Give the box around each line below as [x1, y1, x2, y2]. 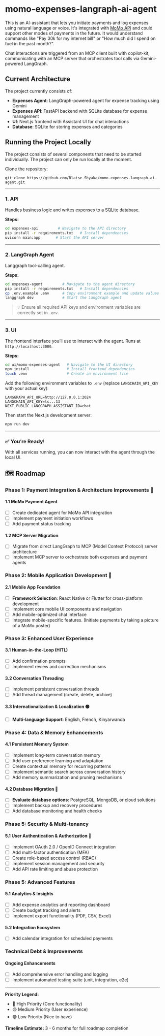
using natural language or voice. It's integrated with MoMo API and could [5, 25, 153, 31]
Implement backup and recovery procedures [12, 803, 103, 809]
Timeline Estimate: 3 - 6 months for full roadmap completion [5, 1025, 129, 1031]
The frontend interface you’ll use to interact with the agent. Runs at [5, 338, 141, 344]
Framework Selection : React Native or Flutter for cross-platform [12, 595, 143, 601]
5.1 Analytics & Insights [5, 891, 54, 897]
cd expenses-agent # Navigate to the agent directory [5, 282, 135, 287]
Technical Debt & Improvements [5, 948, 83, 955]
